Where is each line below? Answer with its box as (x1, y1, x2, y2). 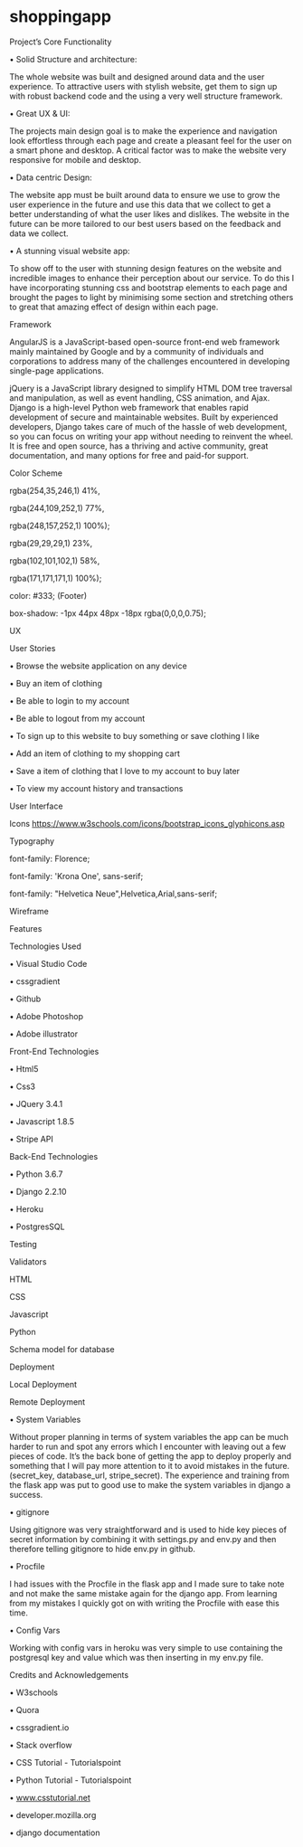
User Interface (9, 800, 63, 811)
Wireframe (9, 905, 50, 916)
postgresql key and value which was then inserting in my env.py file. (9, 1652, 264, 1662)
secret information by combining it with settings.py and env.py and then (9, 1533, 277, 1544)
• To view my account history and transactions (9, 782, 184, 793)
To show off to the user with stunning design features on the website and (9, 262, 282, 273)
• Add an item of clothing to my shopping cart (9, 748, 181, 759)
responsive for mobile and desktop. (9, 154, 142, 165)
